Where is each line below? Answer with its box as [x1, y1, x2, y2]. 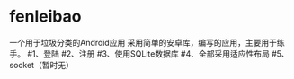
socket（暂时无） [9, 59, 74, 70]
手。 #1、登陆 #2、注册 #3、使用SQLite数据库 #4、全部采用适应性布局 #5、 [9, 48, 290, 59]
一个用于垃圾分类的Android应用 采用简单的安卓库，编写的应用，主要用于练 [9, 37, 285, 48]
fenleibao [9, 6, 82, 27]
